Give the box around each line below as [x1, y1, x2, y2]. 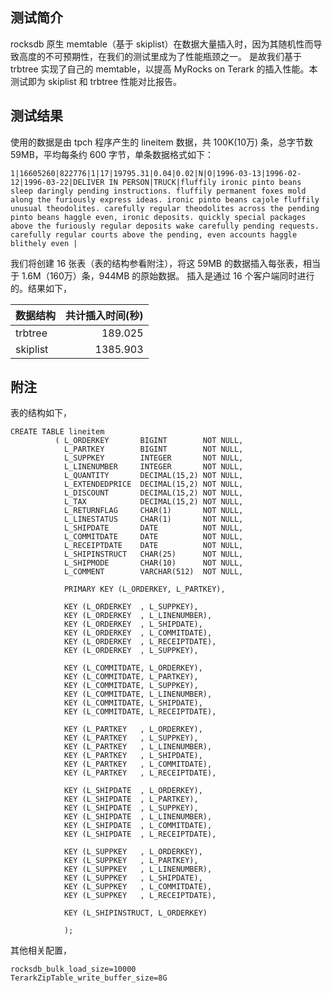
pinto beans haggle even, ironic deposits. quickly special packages [10, 212, 307, 222]
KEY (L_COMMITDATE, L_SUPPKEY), [63, 681, 199, 691]
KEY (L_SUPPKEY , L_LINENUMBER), [63, 864, 213, 875]
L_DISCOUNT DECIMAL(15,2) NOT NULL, [63, 488, 244, 498]
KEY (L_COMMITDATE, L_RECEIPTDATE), [63, 707, 217, 717]
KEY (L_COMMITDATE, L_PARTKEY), [63, 672, 199, 682]
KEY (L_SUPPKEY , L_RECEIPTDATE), [63, 891, 217, 901]
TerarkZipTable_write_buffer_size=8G [10, 973, 168, 983]
